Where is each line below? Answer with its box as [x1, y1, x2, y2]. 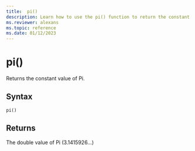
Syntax [6, 92, 33, 102]
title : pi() [6, 8, 38, 15]
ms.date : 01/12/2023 [6, 30, 57, 36]
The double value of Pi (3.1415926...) [6, 139, 94, 146]
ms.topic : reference [6, 25, 57, 31]
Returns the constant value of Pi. [6, 75, 85, 82]
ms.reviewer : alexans [6, 19, 59, 25]
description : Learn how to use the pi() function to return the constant [6, 14, 190, 20]
